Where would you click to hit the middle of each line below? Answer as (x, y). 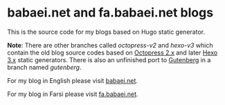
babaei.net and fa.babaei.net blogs (110, 13)
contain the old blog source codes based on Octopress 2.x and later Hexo (112, 52)
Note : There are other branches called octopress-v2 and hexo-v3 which (110, 45)
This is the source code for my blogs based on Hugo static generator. (106, 32)
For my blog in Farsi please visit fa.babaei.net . (73, 94)
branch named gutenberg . (44, 67)
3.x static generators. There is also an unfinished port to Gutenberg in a (109, 59)
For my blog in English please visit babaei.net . (73, 80)
